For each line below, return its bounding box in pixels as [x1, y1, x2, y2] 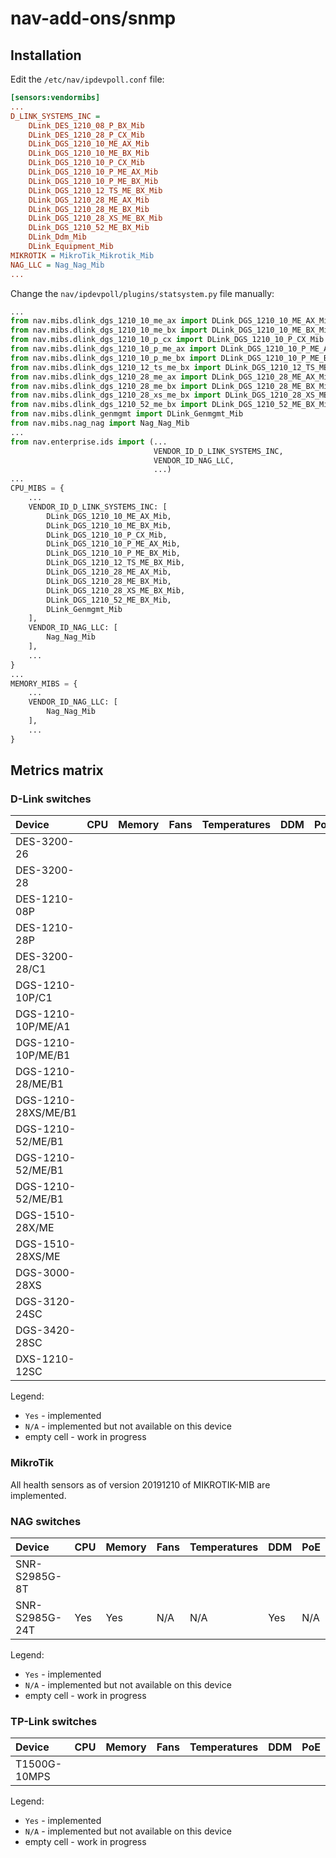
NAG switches [10, 1514, 82, 1528]
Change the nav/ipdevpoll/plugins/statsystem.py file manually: [10, 287, 275, 299]
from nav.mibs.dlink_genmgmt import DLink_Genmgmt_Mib [10, 409, 244, 419]
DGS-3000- [15, 1266, 76, 1280]
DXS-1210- [15, 1352, 75, 1366]
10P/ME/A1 [15, 1020, 71, 1034]
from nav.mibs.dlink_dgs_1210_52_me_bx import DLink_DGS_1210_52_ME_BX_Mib [10, 400, 333, 410]
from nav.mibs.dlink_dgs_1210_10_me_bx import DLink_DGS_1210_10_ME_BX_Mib [10, 325, 333, 336]
